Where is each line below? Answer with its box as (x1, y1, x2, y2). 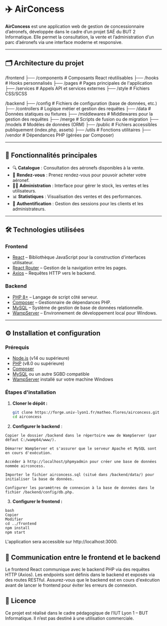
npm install (5, 526, 30, 531)
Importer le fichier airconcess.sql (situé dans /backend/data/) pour (5, 472, 155, 477)
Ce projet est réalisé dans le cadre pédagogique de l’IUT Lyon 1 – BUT (5, 610, 148, 616)
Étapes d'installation (5, 389, 56, 396)
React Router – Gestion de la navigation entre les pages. (12, 265, 127, 271)
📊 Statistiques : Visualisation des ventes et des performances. (12, 193, 143, 199)
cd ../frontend (5, 521, 37, 526)
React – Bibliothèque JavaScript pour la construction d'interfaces (12, 254, 146, 260)
